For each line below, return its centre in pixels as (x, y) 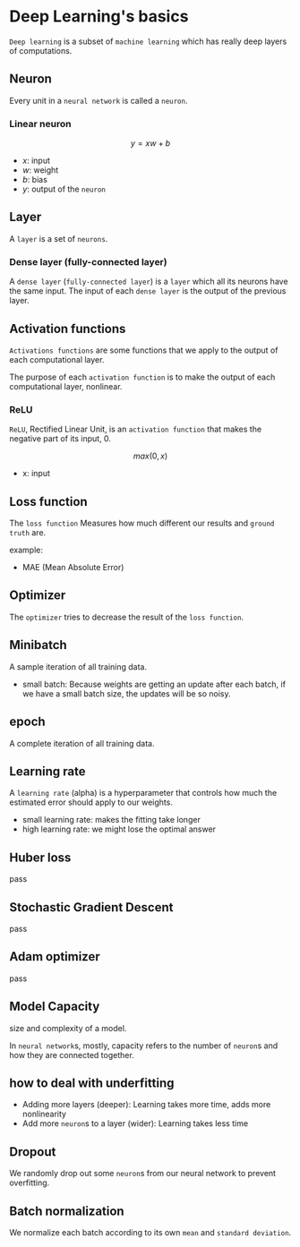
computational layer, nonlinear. (66, 386)
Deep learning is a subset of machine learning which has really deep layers (148, 41)
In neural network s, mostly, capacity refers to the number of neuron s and (144, 1046)
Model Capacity (55, 1007)
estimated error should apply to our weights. (91, 802)
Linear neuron (40, 124)
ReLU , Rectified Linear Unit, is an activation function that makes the (136, 429)
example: (26, 550)
